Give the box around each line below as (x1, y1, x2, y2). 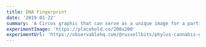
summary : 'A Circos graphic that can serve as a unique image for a (6, 20, 185, 26)
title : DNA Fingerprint (6, 9, 67, 15)
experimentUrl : (6, 32, 45, 38)
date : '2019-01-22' (6, 15, 56, 21)
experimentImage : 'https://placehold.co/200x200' (6, 26, 136, 32)
